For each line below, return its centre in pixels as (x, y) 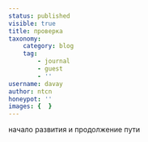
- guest (50, 69)
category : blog (49, 46)
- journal (54, 62)
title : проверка (36, 31)
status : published (39, 16)
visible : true (32, 24)
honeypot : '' (30, 99)
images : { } (30, 106)
